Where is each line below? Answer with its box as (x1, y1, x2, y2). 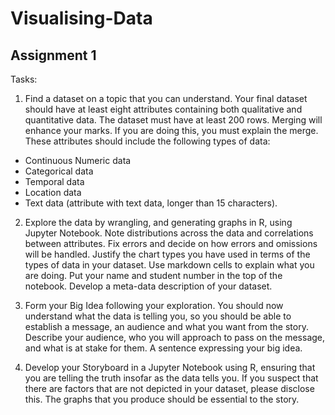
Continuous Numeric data (24, 155, 132, 166)
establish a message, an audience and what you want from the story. (24, 321, 309, 332)
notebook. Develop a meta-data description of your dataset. (24, 280, 273, 292)
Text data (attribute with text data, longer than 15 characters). (24, 197, 278, 209)
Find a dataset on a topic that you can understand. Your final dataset (24, 93, 308, 104)
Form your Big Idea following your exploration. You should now (24, 300, 284, 311)
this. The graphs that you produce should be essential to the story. (24, 393, 300, 405)
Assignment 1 (10, 47, 97, 64)
